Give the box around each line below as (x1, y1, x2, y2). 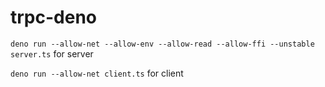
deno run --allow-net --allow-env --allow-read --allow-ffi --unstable (10, 39, 315, 49)
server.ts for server (10, 47, 94, 60)
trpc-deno (10, 6, 98, 29)
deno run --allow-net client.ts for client (10, 67, 184, 79)
